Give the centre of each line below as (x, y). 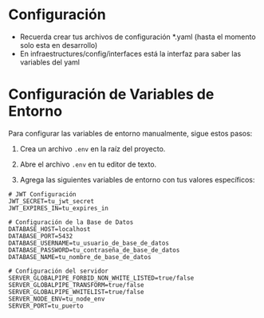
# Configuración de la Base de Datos (71, 222)
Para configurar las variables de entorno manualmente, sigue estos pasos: (130, 133)
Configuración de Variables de (111, 94)
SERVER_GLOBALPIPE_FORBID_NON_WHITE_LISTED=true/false (101, 278)
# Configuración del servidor (59, 271)
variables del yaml (49, 62)
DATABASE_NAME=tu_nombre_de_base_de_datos (80, 257)
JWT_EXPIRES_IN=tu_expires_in (59, 208)
